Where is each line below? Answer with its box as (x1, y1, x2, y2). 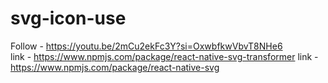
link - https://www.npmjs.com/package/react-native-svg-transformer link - (10, 50, 319, 62)
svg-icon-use (10, 7, 127, 30)
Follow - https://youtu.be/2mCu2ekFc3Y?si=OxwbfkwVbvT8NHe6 (10, 40, 283, 52)
